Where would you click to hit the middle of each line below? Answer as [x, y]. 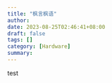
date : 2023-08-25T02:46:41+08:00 [56, 27]
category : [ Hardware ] [39, 46]
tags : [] [20, 40]
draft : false [26, 33]
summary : [20, 53]
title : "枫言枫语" [32, 14]
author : [19, 20]
